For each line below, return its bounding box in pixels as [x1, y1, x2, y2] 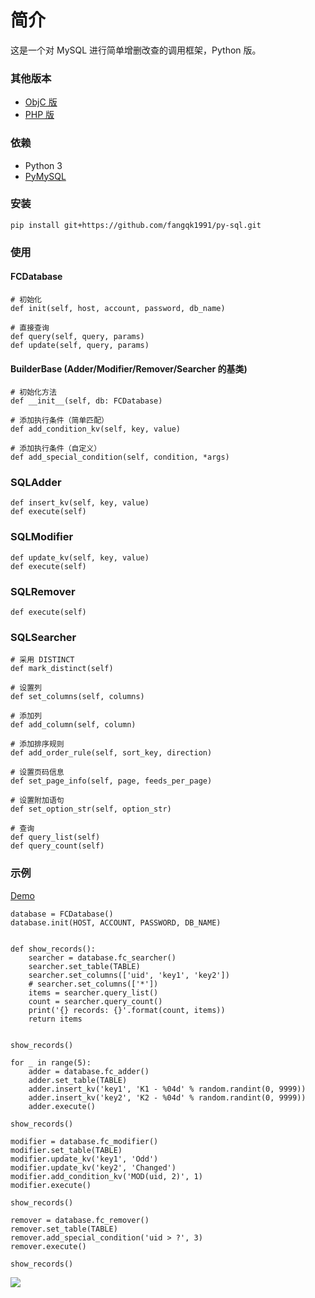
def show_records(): [10, 944, 97, 954]
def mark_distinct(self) [10, 664, 114, 674]
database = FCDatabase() [10, 909, 114, 919]
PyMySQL [24, 170, 67, 182]
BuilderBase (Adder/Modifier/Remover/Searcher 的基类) [10, 362, 248, 375]
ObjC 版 [24, 96, 58, 108]
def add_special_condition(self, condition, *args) [10, 452, 230, 463]
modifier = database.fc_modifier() [10, 1136, 159, 1146]
